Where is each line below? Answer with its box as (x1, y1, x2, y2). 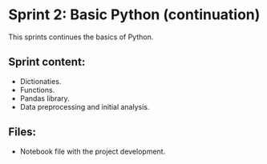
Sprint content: (8, 55, 86, 69)
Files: (8, 126, 36, 139)
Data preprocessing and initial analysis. (19, 102, 150, 111)
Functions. (19, 85, 55, 94)
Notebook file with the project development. (19, 146, 166, 156)
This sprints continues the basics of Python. (8, 32, 154, 42)
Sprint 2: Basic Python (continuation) (8, 6, 261, 24)
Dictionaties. (19, 76, 62, 86)
